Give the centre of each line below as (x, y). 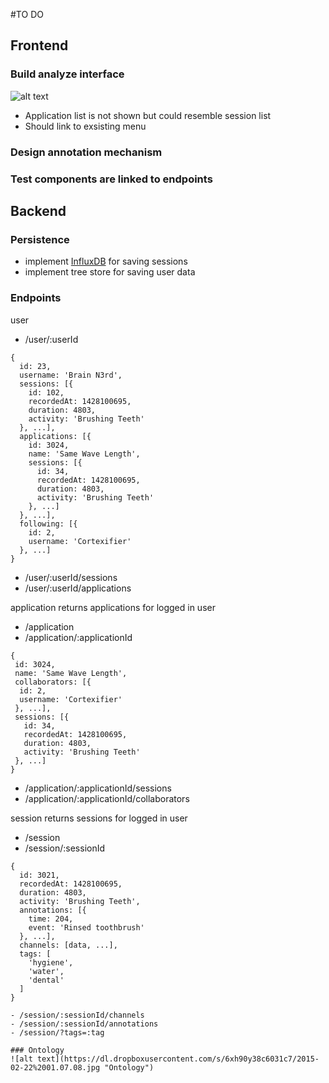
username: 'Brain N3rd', (71, 375)
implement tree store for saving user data (110, 272)
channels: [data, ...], (68, 945)
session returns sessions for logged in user (99, 818)
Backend (38, 210)
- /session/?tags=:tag (57, 1032)
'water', (46, 971)
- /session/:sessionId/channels (77, 1015)
